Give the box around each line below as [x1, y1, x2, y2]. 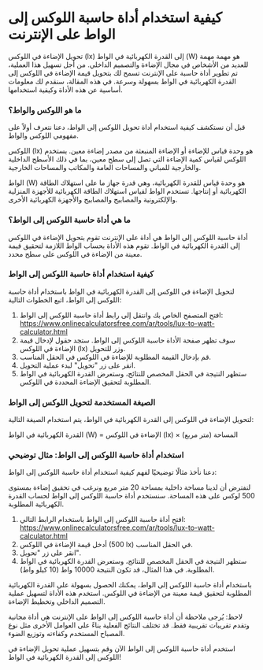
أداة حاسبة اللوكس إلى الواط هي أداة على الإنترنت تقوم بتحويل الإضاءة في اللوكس [8, 232, 248, 242]
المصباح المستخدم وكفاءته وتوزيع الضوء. [8, 629, 125, 639]
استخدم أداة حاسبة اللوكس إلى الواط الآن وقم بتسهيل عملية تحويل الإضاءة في [8, 644, 236, 653]
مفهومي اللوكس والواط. [8, 131, 79, 140]
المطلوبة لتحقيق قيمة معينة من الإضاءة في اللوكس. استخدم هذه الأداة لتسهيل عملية [8, 588, 252, 598]
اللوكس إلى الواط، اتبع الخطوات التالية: [8, 294, 122, 304]
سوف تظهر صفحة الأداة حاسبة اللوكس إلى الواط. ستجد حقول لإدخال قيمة [19, 335, 236, 345]
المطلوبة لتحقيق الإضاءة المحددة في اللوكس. [19, 377, 152, 387]
